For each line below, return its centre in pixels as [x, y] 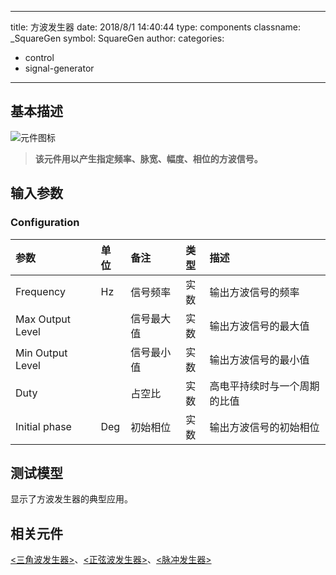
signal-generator [59, 68]
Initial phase [43, 426]
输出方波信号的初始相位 [264, 427]
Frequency [40, 291]
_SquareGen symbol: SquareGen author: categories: [117, 38]
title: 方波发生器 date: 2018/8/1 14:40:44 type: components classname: [155, 27]
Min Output [41, 353]
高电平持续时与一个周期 [264, 386]
